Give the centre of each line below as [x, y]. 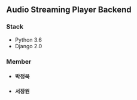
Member [19, 61]
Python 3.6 [28, 40]
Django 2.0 [28, 46]
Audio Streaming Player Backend [69, 10]
